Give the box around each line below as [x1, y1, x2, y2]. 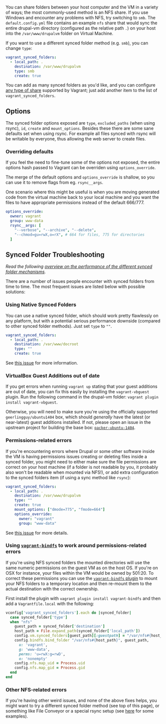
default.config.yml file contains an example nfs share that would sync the [5, 20, 158, 26]
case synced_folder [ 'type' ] [10, 615, 68, 620]
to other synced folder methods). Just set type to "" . [5, 323, 112, 329]
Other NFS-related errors [5, 686, 67, 693]
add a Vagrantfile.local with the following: [5, 600, 94, 606]
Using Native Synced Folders [5, 301, 77, 308]
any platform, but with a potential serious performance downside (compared [5, 317, 161, 323]
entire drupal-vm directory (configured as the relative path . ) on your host [5, 25, 156, 31]
